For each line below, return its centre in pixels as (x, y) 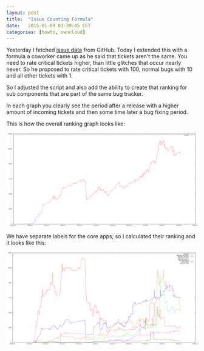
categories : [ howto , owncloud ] (46, 32)
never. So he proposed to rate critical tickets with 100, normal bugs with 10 (99, 69)
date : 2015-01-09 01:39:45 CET (49, 25)
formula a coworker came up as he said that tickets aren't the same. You (97, 56)
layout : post (23, 13)
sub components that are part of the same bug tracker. (75, 94)
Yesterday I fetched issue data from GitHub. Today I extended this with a (97, 50)
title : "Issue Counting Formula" (50, 19)
